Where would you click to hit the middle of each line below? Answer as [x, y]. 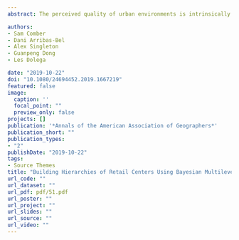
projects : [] [27, 119]
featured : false [31, 86]
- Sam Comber [27, 33]
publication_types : [36, 139]
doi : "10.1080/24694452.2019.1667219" [65, 79]
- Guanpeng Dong [31, 53]
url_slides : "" [30, 212]
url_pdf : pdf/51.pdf [38, 192]
